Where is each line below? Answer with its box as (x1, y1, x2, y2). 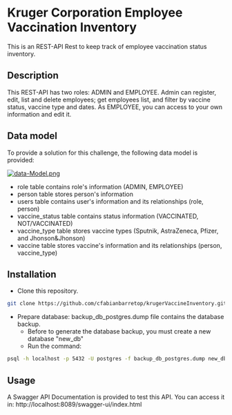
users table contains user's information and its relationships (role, (17, 197, 204, 205)
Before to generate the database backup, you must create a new (27, 327, 211, 336)
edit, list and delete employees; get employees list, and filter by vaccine (7, 95, 211, 104)
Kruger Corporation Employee (7, 5, 183, 21)
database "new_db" (27, 335, 84, 343)
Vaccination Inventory (7, 19, 137, 35)
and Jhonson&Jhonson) (17, 233, 86, 242)
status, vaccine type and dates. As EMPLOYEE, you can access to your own (7, 102, 223, 111)
